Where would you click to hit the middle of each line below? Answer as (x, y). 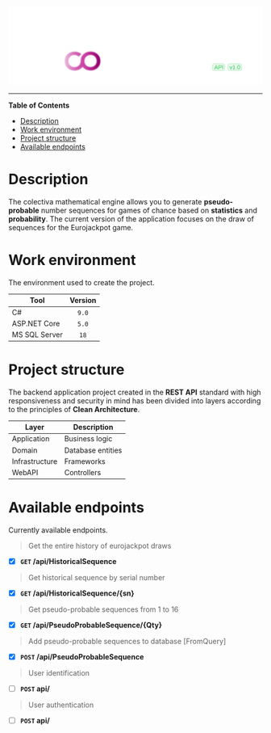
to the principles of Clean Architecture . (74, 409)
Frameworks (85, 461)
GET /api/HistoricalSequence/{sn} (77, 593)
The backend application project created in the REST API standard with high (135, 392)
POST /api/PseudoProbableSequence (82, 656)
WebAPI (25, 473)
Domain (25, 450)
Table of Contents (39, 105)
